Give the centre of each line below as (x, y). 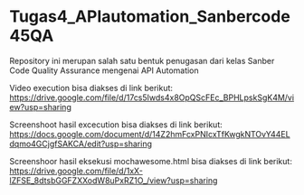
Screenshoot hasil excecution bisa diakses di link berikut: (116, 125)
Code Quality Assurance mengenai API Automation (104, 70)
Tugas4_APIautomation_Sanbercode (150, 17)
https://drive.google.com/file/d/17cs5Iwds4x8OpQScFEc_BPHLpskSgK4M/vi (152, 97)
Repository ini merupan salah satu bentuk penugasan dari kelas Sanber (142, 60)
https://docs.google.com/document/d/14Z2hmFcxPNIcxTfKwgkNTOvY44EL (150, 134)
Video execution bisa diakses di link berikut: (91, 88)
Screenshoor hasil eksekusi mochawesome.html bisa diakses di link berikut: (151, 161)
